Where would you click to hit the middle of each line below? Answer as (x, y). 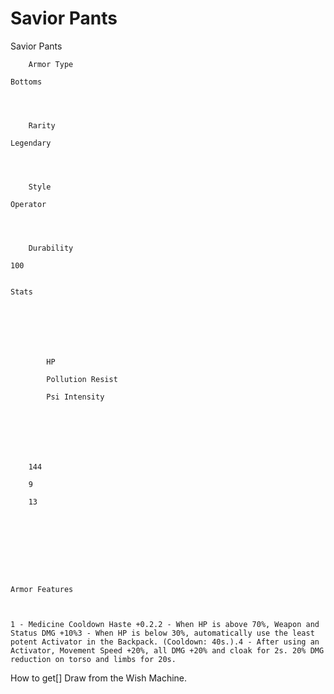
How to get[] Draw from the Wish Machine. (99, 678)
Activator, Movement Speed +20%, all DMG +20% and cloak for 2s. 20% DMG (167, 650)
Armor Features (42, 589)
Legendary (31, 143)
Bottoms (26, 82)
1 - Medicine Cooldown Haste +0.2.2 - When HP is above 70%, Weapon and (165, 624)
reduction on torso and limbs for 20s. (93, 659)
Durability (51, 248)
